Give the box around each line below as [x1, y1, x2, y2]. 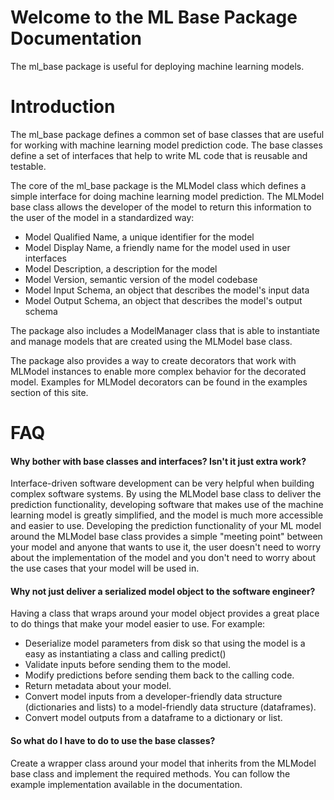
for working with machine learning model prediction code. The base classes [10, 139, 323, 151]
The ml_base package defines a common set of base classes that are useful [10, 128, 325, 140]
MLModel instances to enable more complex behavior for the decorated [10, 365, 307, 377]
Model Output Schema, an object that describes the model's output [24, 294, 303, 306]
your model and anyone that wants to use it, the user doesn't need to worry [10, 541, 322, 553]
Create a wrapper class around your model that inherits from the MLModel [10, 757, 317, 769]
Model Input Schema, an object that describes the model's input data [24, 284, 310, 296]
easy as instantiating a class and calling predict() [24, 648, 227, 660]
